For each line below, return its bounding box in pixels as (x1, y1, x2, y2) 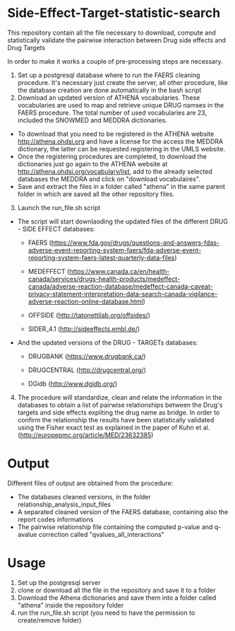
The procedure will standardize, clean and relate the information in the (17, 393, 222, 401)
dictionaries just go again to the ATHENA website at (17, 159, 168, 168)
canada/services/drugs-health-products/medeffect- (28, 274, 181, 283)
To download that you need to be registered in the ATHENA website (17, 129, 215, 138)
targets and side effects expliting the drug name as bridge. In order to (17, 408, 220, 417)
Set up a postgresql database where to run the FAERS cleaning (17, 71, 200, 79)
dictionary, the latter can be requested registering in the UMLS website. (17, 144, 226, 153)
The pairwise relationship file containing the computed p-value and (17, 522, 213, 531)
